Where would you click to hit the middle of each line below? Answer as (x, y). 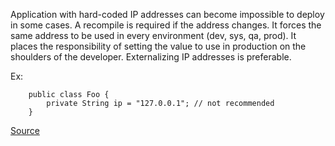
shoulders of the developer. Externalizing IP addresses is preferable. (151, 57)
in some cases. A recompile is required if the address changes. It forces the (166, 25)
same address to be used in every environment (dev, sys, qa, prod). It (153, 35)
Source (25, 130)
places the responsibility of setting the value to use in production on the (158, 46)
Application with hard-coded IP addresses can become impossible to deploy (167, 14)
